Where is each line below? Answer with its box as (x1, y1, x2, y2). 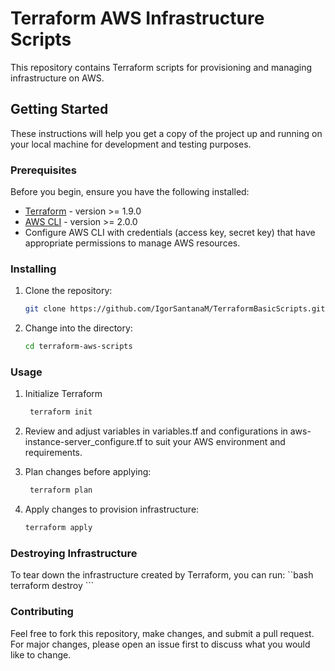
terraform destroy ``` (10, 580, 95, 592)
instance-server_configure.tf (24, 436, 143, 448)
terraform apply (24, 523, 93, 533)
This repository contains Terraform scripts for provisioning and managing (10, 61, 313, 73)
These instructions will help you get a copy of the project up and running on (10, 127, 323, 139)
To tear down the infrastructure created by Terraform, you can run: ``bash (10, 569, 314, 581)
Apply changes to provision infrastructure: (24, 503, 200, 516)
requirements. (24, 447, 83, 459)
